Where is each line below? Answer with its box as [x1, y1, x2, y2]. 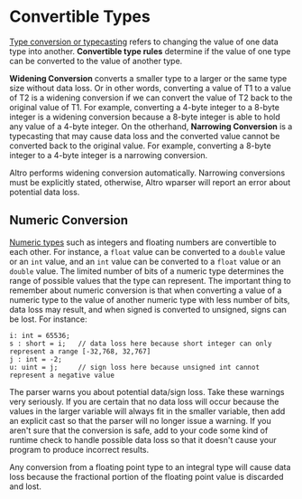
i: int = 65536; [9, 331, 70, 340]
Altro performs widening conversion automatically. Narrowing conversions [9, 167, 286, 178]
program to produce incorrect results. [9, 444, 150, 455]
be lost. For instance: [9, 314, 87, 325]
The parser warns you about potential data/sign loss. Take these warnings [9, 386, 285, 397]
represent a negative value [9, 371, 115, 380]
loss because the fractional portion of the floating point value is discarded [9, 471, 284, 482]
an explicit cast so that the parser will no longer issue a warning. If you [9, 415, 272, 426]
